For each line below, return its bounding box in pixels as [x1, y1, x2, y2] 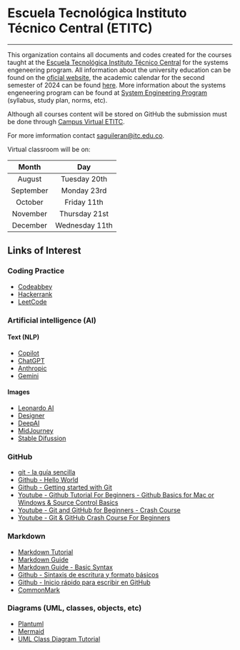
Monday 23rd [61, 186, 107, 195]
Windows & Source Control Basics [17, 498, 119, 507]
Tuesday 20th [60, 173, 108, 183]
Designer [17, 411, 45, 420]
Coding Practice [7, 266, 65, 276]
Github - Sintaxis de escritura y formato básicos [17, 570, 159, 579]
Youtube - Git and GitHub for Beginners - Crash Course [17, 506, 181, 514]
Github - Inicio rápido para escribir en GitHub [17, 578, 151, 586]
